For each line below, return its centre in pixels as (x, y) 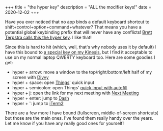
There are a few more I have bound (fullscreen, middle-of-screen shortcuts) (82, 113)
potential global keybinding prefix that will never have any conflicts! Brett (79, 32)
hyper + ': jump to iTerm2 (38, 103)
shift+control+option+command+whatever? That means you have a (73, 27)
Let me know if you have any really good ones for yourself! (65, 123)
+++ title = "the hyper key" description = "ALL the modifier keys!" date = (78, 7)
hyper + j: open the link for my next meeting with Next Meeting (75, 93)
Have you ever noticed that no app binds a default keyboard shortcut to (77, 22)
